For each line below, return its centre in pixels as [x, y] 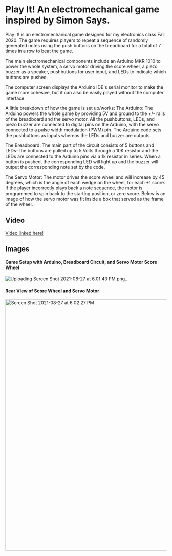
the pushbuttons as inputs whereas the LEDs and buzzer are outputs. [78, 135]
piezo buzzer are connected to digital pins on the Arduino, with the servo [82, 124]
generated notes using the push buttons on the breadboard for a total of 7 [83, 45]
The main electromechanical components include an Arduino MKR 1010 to [83, 61]
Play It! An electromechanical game [82, 9]
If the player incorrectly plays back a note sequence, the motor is [74, 188]
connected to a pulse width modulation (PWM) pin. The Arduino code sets [83, 130]
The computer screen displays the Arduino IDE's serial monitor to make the [84, 87]
